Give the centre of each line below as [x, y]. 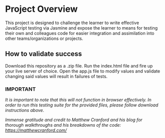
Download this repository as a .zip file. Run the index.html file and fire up [79, 66]
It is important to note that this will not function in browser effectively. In [78, 100]
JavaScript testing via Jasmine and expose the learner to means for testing [82, 28]
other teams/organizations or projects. [44, 38]
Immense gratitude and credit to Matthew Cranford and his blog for [74, 120]
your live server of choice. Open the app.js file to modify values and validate [83, 71]
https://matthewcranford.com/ [36, 130]
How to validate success [44, 54]
